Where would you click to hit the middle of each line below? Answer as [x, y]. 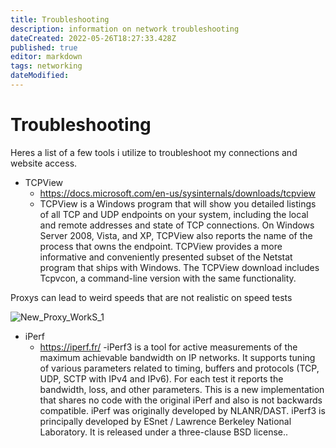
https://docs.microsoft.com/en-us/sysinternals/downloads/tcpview [177, 193]
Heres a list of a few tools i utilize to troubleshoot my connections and [154, 152]
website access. [44, 163]
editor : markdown [46, 57]
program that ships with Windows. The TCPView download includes [179, 267]
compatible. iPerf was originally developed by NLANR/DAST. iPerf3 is [182, 410]
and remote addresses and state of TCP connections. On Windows [177, 225]
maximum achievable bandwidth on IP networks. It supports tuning [177, 357]
